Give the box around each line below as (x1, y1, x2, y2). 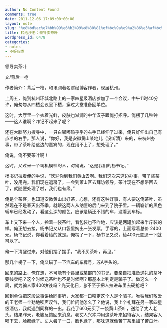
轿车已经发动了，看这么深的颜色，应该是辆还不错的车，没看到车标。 (5, 208, 145, 214)
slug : (5, 26, 16, 31)
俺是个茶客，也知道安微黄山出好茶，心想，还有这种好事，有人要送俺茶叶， (5, 196, 158, 202)
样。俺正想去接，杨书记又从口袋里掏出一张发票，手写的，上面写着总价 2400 (5, 225, 161, 231)
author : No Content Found (5, 7, 59, 12)
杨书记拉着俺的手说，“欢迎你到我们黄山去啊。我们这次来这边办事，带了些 (5, 173, 156, 179)
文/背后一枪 (5, 74, 29, 80)
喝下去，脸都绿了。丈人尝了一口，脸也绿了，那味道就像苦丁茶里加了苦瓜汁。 (5, 318, 162, 324)
